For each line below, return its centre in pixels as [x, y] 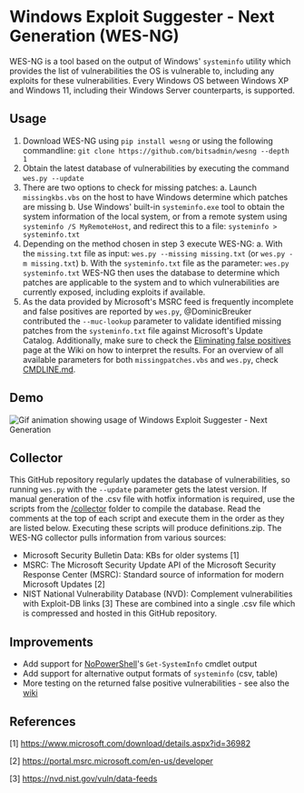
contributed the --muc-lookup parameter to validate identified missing [152, 321]
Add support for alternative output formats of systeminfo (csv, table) [150, 674]
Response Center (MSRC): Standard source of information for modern [153, 575]
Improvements [51, 642]
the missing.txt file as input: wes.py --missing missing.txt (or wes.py [154, 253]
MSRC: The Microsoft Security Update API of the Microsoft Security [149, 565]
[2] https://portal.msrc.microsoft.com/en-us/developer [111, 761]
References [43, 722]
